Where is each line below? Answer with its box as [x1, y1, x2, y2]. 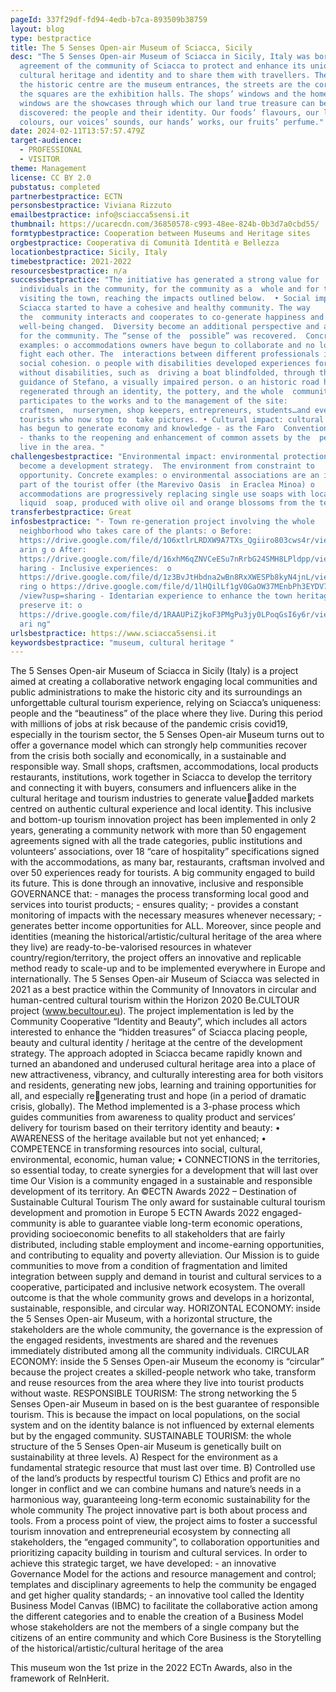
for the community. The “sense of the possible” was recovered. [19, 331, 298, 341]
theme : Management [10, 163, 87, 173]
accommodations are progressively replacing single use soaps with [19, 489, 307, 499]
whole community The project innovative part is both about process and [10, 1504, 308, 1516]
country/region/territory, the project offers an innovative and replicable [10, 952, 302, 964]
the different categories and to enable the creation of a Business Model [10, 1611, 304, 1623]
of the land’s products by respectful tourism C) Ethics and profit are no [10, 1472, 301, 1485]
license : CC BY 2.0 [10, 172, 92, 183]
